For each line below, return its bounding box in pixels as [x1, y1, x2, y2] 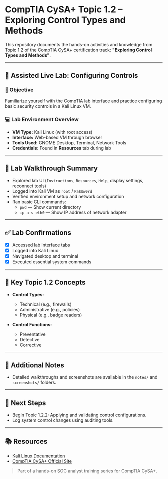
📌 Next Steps [5, 399, 46, 407]
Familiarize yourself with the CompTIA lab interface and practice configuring [5, 98, 162, 104]
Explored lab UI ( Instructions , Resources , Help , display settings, [12, 177, 144, 183]
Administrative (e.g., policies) [19, 306, 80, 312]
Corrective [19, 342, 42, 348]
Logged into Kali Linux [12, 247, 58, 253]
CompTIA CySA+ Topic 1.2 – [5, 4, 123, 15]
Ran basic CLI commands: [12, 199, 66, 205]
